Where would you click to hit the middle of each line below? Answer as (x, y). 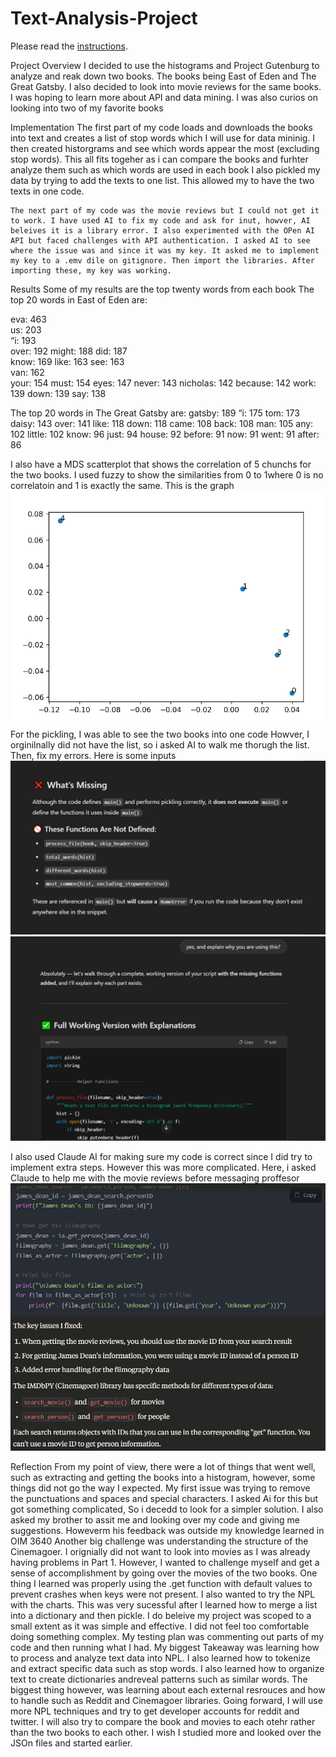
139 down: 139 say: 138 (58, 393)
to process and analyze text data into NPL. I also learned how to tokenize (160, 1658)
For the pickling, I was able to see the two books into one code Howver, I (160, 734)
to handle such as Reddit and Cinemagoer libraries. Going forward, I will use (166, 1701)
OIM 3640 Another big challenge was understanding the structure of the (159, 1541)
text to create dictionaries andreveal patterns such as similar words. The (159, 1679)
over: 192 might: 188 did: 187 (69, 351)
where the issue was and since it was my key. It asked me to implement (165, 250)
